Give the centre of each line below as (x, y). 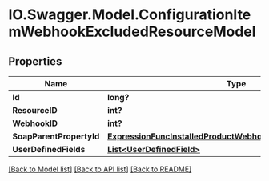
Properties (35, 61)
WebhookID (35, 123)
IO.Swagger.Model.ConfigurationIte (130, 15)
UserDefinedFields (49, 149)
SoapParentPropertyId (56, 136)
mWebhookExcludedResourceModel (132, 32)
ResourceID (35, 110)
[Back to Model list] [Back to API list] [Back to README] (100, 169)
